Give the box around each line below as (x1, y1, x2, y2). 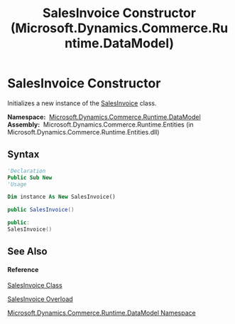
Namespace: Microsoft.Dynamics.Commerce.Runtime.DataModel (7, 113, 201, 121)
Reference (7, 265, 39, 273)
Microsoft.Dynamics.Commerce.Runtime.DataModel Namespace (7, 308, 197, 318)
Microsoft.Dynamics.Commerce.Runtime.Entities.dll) (7, 127, 160, 136)
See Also (7, 246, 48, 258)
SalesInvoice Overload (7, 295, 73, 303)
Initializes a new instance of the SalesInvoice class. (7, 98, 157, 108)
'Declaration (7, 167, 46, 174)
